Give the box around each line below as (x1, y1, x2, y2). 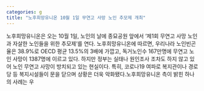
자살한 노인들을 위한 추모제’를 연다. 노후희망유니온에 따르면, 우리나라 (12, 40, 175, 47)
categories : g (6, 9, 43, 15)
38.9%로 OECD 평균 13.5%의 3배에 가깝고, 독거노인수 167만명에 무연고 (17, 47, 188, 55)
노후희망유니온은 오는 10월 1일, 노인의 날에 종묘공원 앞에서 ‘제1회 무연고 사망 (6, 32, 187, 40)
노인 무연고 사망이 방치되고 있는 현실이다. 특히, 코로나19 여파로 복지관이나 (12, 62, 187, 70)
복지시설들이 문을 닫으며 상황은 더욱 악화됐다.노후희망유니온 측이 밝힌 (19, 70, 184, 78)
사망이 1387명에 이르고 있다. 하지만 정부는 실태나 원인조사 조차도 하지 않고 (12, 55, 189, 62)
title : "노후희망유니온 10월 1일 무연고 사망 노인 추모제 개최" (6, 15, 146, 21)
